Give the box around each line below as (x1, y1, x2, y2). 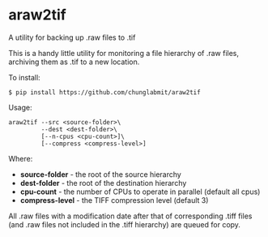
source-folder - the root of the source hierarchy (19, 169, 182, 179)
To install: (8, 72, 40, 82)
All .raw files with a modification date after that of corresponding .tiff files (8, 211, 253, 221)
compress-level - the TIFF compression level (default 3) (19, 195, 209, 205)
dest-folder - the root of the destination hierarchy (19, 178, 187, 187)
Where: (8, 153, 33, 163)
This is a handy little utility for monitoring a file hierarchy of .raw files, (8, 48, 240, 58)
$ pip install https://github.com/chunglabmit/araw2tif (8, 88, 201, 97)
